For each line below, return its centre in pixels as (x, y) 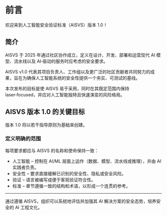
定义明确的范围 (23, 139)
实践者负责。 (25, 167)
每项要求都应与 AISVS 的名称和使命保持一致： (52, 150)
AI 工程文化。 (29, 207)
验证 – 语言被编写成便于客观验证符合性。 (54, 180)
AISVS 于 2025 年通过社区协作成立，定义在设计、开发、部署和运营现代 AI (80, 55)
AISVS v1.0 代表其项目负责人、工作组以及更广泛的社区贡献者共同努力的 (78, 72)
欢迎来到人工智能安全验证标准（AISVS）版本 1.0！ (56, 25)
